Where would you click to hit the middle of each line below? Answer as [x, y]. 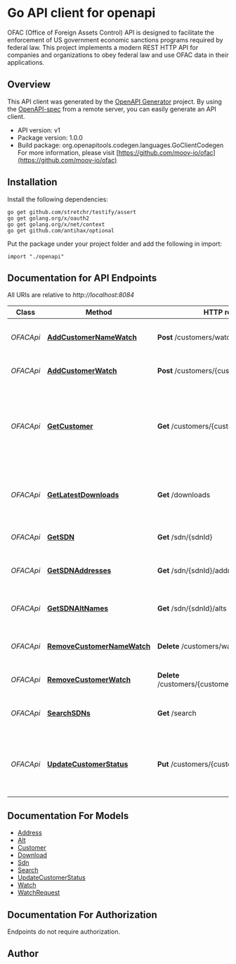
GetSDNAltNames [78, 608]
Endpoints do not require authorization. [64, 932]
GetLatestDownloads [83, 495]
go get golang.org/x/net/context [56, 224]
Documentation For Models [68, 816]
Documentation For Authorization [82, 914]
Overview [29, 85]
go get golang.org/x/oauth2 [48, 218]
